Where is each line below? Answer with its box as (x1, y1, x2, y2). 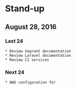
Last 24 (5, 38, 24, 45)
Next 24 (5, 69, 25, 76)
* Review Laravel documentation (5, 53, 71, 58)
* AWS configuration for (5, 80, 56, 85)
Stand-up (5, 3, 45, 14)
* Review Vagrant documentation (5, 48, 71, 53)
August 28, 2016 (5, 23, 57, 31)
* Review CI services (5, 57, 50, 62)
